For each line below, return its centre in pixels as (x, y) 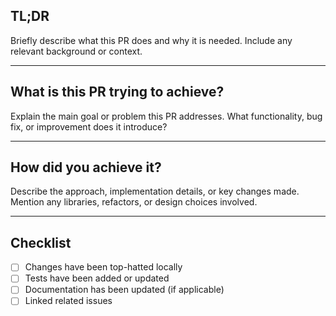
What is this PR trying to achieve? (117, 92)
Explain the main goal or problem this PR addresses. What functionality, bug (166, 116)
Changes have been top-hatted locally (103, 267)
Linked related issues (68, 301)
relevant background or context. (76, 51)
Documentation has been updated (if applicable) (124, 290)
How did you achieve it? (86, 167)
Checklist (41, 242)
